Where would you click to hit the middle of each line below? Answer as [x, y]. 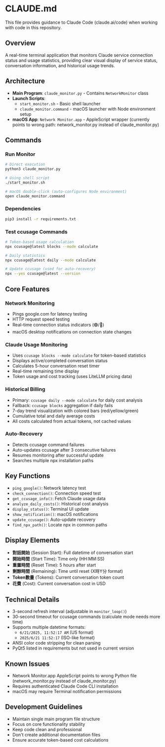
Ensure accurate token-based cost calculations [60, 740]
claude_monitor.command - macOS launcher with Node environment [87, 109]
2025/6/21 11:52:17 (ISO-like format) [57, 638]
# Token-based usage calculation [40, 242]
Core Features [27, 289]
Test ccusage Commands [36, 232]
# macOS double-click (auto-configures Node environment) [66, 191]
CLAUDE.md [31, 9]
